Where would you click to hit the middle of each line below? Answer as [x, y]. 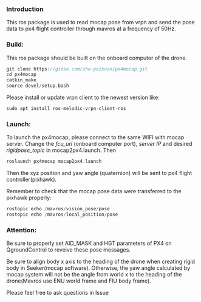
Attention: [22, 230]
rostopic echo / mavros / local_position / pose [62, 214]
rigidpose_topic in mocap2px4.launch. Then [61, 150]
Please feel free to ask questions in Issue [58, 293]
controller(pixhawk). [32, 180]
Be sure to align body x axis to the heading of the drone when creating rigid [101, 262]
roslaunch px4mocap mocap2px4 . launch [54, 162]
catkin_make [21, 80]
